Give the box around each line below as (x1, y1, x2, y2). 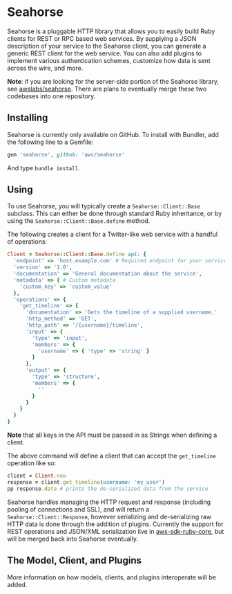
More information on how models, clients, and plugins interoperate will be (7, 573, 216, 582)
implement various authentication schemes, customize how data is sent (7, 56, 211, 64)
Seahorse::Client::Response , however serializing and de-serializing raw (7, 512, 212, 521)
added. (7, 580, 28, 588)
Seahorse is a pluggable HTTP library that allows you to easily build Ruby (7, 27, 215, 35)
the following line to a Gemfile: (7, 138, 94, 146)
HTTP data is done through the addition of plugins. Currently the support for (7, 520, 224, 528)
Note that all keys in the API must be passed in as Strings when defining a (7, 431, 217, 440)
